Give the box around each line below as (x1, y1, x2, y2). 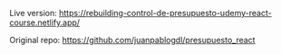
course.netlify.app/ (9, 17, 80, 28)
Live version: (9, 8, 57, 18)
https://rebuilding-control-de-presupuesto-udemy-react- (58, 8, 272, 18)
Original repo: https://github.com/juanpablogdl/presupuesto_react (9, 35, 256, 45)
